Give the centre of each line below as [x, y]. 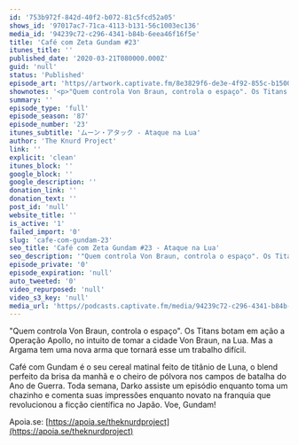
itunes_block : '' [41, 166]
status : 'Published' [47, 75]
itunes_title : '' [41, 51]
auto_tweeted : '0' [43, 281]
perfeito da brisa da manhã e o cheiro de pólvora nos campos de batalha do [148, 377]
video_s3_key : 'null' [49, 298]
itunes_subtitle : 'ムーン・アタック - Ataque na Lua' [105, 133]
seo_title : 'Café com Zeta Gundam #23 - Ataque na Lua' [114, 248]
